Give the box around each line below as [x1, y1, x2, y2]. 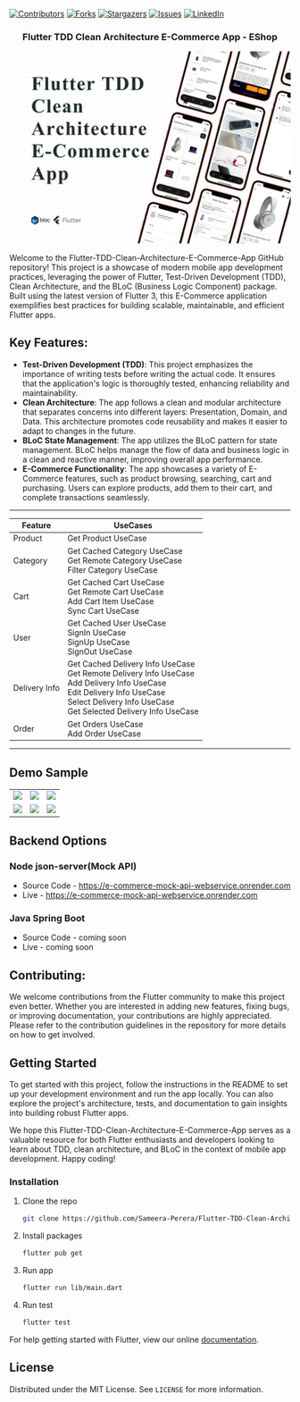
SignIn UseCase [67, 627, 127, 638]
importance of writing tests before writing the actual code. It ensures [21, 368, 276, 379]
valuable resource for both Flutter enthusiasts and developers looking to [9, 1135, 275, 1146]
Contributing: [9, 968, 87, 983]
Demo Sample [9, 765, 89, 780]
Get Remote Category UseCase [67, 555, 183, 566]
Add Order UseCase [67, 728, 141, 739]
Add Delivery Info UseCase [67, 677, 167, 688]
